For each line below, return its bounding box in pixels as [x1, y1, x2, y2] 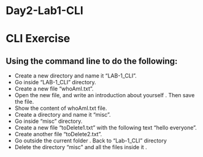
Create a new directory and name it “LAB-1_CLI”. [14, 72, 137, 79]
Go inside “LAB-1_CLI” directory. [14, 79, 96, 86]
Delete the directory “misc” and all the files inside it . [14, 144, 148, 151]
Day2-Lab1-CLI [6, 4, 83, 18]
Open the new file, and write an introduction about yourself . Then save [14, 92, 195, 99]
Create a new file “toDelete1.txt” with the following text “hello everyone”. [14, 124, 197, 131]
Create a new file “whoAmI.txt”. [14, 85, 94, 92]
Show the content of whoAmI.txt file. [14, 104, 107, 112]
